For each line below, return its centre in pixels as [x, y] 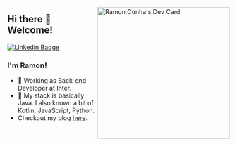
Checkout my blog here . [53, 118]
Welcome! [30, 31]
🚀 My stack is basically [51, 95]
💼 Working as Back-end [52, 81]
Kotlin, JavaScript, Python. [56, 111]
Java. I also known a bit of [55, 103]
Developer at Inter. [44, 88]
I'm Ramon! [27, 65]
